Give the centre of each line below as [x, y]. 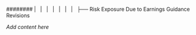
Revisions [18, 15]
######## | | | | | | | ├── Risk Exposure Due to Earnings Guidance [98, 9]
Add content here [28, 27]
